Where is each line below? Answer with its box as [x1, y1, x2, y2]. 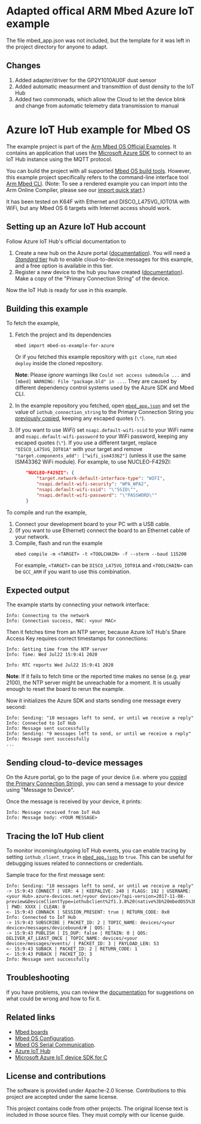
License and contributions [6, 1071, 106, 1081]
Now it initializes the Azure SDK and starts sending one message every [6, 697, 181, 704]
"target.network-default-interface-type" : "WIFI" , [36, 476, 166, 482]
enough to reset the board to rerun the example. [6, 686, 124, 693]
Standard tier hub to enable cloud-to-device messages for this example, [14, 256, 193, 263]
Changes [6, 61, 41, 71]
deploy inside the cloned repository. [14, 360, 103, 367]
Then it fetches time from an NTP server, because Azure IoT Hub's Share [6, 629, 186, 636]
